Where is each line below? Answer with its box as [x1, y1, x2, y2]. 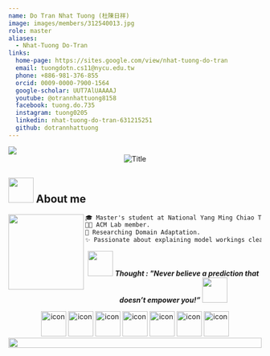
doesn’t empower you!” [119, 295, 201, 305]
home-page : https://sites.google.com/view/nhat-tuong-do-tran [15, 57, 228, 65]
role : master [8, 27, 52, 35]
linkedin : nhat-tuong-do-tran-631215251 [15, 117, 153, 125]
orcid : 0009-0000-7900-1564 [15, 79, 110, 87]
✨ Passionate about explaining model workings [85, 236, 245, 244]
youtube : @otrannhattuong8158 [15, 94, 117, 102]
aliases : [8, 34, 38, 43]
